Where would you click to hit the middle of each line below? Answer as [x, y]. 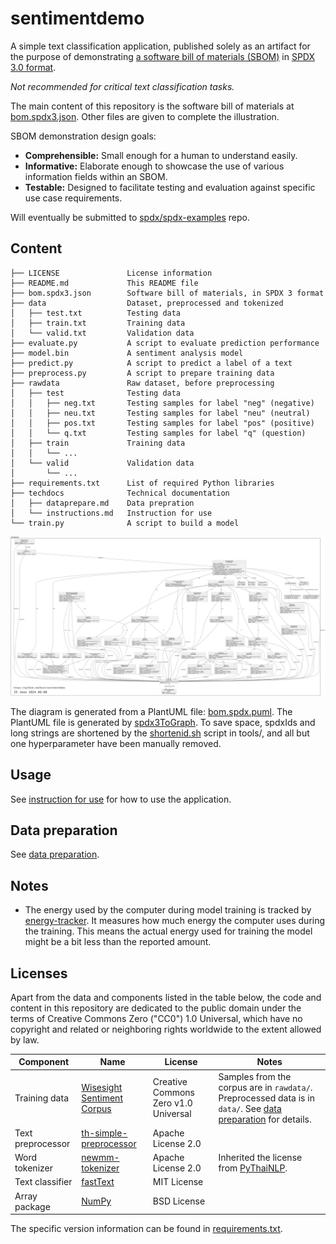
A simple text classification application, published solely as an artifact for [160, 46]
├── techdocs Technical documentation [120, 493]
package [32, 1206]
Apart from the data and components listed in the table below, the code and [166, 997]
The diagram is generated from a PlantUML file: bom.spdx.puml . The [151, 711]
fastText [98, 1182]
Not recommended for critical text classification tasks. [122, 86]
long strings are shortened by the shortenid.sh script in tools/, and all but [160, 733]
